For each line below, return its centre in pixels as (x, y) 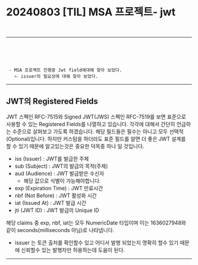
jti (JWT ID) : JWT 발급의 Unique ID (57, 210)
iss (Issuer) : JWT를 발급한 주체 (52, 158)
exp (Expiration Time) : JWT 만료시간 (59, 188)
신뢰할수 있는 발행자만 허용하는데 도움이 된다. (73, 250)
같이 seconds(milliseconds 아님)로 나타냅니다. (60, 230)
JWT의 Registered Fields (52, 102)
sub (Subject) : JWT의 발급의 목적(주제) (61, 166)
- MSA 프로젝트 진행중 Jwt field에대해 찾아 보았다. (65, 70)
